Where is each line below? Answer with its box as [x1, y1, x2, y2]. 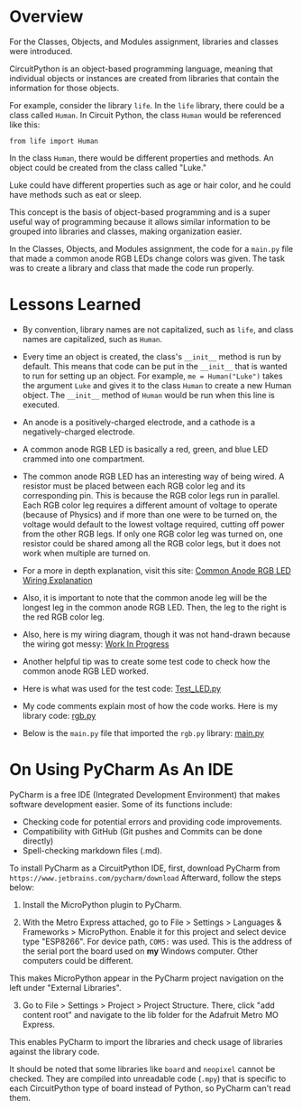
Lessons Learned [9, 294, 142, 315]
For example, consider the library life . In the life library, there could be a [9, 99, 285, 110]
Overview [9, 6, 84, 27]
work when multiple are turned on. [22, 547, 151, 558]
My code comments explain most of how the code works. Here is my [22, 700, 278, 711]
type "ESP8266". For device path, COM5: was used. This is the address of [22, 936, 293, 947]
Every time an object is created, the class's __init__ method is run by [22, 350, 282, 362]
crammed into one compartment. [22, 453, 145, 464]
